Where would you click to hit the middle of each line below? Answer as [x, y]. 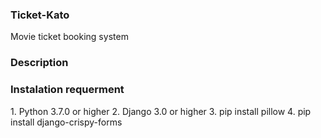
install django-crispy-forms [66, 122]
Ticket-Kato [40, 15]
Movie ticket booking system [69, 37]
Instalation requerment [67, 90]
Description [39, 63]
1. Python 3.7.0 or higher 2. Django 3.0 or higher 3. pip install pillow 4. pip [161, 111]
